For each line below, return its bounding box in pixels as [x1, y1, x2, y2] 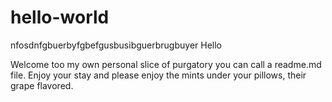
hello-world [10, 6, 110, 29]
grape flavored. [10, 79, 74, 91]
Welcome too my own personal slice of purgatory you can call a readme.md [10, 58, 322, 70]
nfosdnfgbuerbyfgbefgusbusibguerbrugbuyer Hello [10, 39, 223, 51]
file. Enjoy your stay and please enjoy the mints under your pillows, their [10, 69, 307, 81]
